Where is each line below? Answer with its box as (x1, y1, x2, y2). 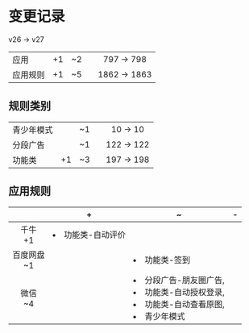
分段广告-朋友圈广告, (144, 274, 226, 285)
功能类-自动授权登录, (144, 286, 226, 298)
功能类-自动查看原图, (144, 298, 226, 310)
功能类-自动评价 (64, 229, 127, 240)
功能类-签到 (144, 254, 191, 265)
